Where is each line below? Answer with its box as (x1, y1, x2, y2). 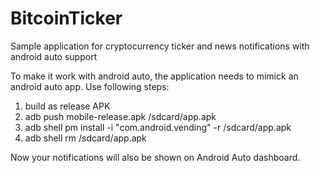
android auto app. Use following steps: (10, 80, 170, 92)
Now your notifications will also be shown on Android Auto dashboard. (10, 151, 301, 163)
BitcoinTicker (10, 7, 123, 30)
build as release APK (24, 100, 111, 112)
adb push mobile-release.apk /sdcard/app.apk (24, 110, 217, 122)
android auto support (10, 50, 98, 62)
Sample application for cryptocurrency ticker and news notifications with (10, 40, 310, 52)
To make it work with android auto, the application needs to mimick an (10, 70, 299, 82)
